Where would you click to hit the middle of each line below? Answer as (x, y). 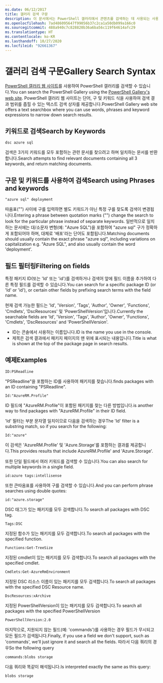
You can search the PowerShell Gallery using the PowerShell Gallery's (80, 92)
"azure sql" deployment (29, 200)
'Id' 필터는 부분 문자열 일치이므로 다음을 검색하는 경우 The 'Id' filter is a (72, 421)
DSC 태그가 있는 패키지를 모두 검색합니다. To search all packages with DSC (77, 509)
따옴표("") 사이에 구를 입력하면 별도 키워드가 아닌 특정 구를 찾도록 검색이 (73, 209)
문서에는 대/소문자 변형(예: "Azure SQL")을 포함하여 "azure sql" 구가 (79, 227)
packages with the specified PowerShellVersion (53, 611)
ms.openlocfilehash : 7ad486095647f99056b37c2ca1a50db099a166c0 (70, 23)
